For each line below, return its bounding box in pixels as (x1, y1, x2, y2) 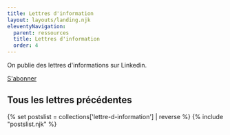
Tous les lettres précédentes (7, 94, 132, 106)
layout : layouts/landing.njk (7, 17, 91, 23)
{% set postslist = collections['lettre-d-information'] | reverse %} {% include (7, 112, 224, 121)
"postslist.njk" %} (7, 120, 57, 128)
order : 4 (13, 42, 39, 49)
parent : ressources (13, 29, 70, 37)
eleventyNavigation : (7, 23, 67, 30)
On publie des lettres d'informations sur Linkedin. (7, 61, 147, 69)
